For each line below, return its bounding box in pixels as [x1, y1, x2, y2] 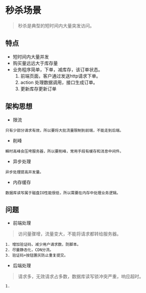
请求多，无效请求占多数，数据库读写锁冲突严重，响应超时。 [17, 274, 144, 280]
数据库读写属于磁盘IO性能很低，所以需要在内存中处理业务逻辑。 [5, 190, 121, 195]
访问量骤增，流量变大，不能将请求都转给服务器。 [17, 231, 121, 237]
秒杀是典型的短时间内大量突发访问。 [17, 23, 95, 29]
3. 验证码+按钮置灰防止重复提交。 [5, 253, 68, 258]
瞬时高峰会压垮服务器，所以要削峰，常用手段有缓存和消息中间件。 [5, 149, 124, 154]
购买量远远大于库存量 [12, 60, 58, 66]
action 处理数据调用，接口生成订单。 [20, 79, 98, 85]
